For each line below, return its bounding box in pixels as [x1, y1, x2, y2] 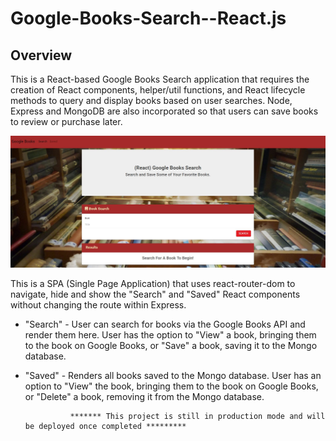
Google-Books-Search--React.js [10, 7, 287, 30]
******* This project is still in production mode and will [69, 412, 326, 422]
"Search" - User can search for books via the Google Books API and [24, 318, 306, 331]
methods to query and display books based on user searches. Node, [10, 95, 293, 106]
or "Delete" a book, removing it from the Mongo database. [24, 391, 265, 403]
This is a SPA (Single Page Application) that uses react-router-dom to [10, 278, 296, 290]
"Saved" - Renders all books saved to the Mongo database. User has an [24, 370, 322, 382]
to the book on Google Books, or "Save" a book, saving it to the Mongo [24, 340, 318, 352]
